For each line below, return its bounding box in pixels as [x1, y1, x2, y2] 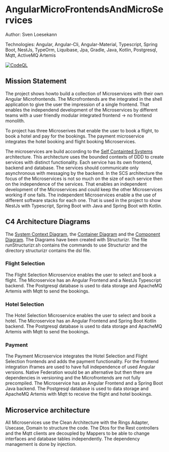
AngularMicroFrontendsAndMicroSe [5, 4, 163, 15]
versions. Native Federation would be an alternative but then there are [5, 369, 152, 375]
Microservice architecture [5, 405, 90, 415]
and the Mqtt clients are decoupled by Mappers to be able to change [5, 431, 150, 437]
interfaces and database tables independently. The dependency [5, 436, 140, 442]
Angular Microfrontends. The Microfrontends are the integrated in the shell [5, 96, 162, 102]
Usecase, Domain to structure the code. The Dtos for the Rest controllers [5, 425, 159, 431]
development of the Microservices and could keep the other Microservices [5, 186, 162, 192]
